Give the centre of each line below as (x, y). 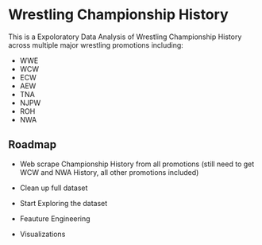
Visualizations (42, 234)
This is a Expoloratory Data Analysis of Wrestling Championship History (125, 37)
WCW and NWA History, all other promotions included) (109, 172)
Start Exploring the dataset (64, 203)
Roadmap (33, 145)
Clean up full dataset (54, 188)
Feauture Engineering (55, 218)
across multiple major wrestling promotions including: (96, 45)
